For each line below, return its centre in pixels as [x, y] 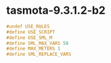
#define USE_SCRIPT [31, 32]
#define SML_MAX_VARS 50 [37, 43]
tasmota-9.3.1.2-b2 [56, 10]
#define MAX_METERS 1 [33, 49]
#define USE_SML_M [29, 37]
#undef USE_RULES [28, 26]
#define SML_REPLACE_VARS [39, 55]
